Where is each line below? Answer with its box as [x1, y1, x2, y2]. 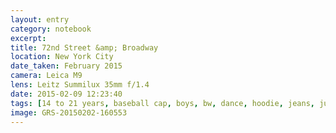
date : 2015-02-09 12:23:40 [10, 89, 123, 99]
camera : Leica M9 [10, 71, 83, 81]
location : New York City [10, 52, 114, 62]
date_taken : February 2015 [10, 61, 123, 71]
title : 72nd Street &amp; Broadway [10, 42, 159, 53]
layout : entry [10, 14, 70, 25]
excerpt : [10, 33, 47, 43]
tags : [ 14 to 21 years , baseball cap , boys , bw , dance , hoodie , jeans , [10, 98, 315, 108]
